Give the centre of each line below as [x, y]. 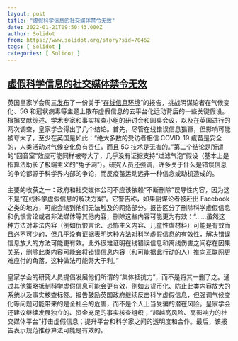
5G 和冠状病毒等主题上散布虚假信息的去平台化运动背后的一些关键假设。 [124, 111]
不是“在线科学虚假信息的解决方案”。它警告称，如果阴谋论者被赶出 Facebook [119, 199]
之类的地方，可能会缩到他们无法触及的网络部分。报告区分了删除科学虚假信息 [119, 207]
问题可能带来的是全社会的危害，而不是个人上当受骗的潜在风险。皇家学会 [125, 303]
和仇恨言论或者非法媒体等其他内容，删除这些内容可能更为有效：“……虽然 [113, 216]
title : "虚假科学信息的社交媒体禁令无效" [61, 21]
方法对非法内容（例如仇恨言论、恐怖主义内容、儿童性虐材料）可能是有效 [119, 225]
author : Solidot [31, 34]
